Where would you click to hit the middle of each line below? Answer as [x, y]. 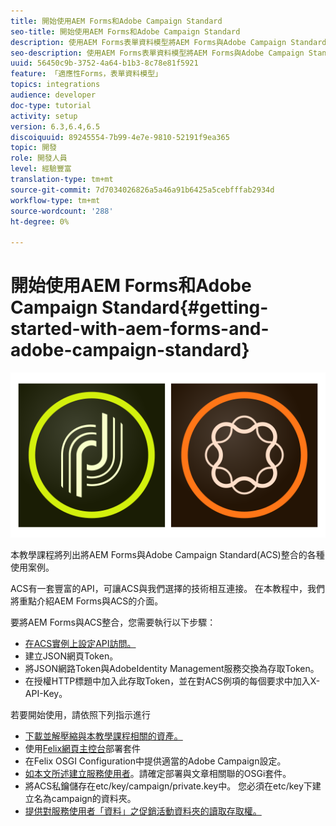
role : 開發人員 [39, 158]
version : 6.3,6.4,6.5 [55, 126]
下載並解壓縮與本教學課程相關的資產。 [103, 736]
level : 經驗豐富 [41, 169]
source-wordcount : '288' [62, 211]
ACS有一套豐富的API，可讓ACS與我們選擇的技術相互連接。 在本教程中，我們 [168, 588]
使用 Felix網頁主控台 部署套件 [83, 748]
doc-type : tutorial [51, 105]
